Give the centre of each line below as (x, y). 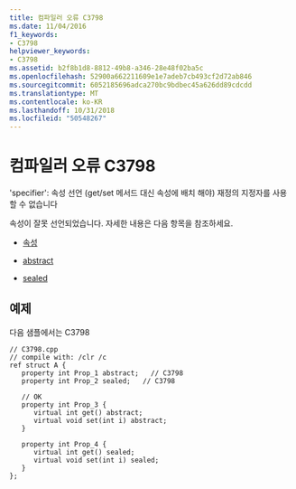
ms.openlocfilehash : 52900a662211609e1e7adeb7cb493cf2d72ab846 (131, 77)
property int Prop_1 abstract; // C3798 (102, 373)
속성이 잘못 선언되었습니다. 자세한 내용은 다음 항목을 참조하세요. (121, 223)
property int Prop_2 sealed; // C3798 (98, 381)
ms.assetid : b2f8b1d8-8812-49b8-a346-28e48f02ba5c (106, 69)
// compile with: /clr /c (58, 357)
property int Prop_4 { (64, 444)
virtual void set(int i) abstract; (100, 420)
